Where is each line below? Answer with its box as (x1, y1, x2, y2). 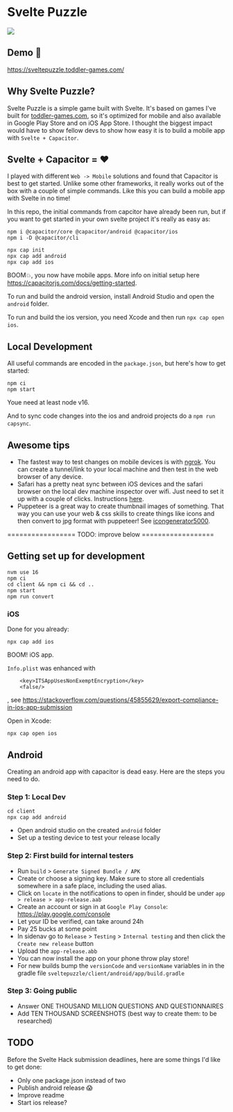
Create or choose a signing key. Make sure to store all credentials (17, 874, 205, 883)
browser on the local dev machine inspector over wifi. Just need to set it (17, 487, 224, 496)
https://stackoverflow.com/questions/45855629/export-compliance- (22, 696, 219, 704)
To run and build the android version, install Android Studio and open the (7, 293, 215, 301)
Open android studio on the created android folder (17, 826, 162, 835)
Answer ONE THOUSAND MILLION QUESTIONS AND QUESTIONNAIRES (17, 1001, 224, 1010)
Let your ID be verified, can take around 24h (17, 917, 144, 925)
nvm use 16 (7, 569, 39, 575)
